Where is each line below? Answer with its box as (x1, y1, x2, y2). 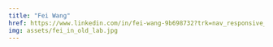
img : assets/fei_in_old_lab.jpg (8, 26, 118, 34)
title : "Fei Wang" (8, 11, 71, 20)
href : (8, 19, 27, 27)
